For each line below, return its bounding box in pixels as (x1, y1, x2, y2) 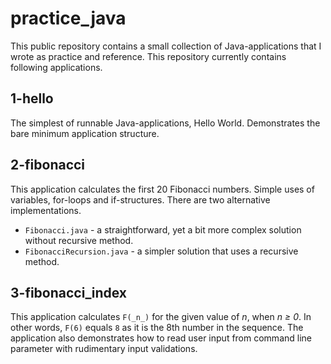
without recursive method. (24, 234, 134, 246)
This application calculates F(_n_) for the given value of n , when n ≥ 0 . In (10, 311, 312, 323)
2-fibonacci (10, 157, 86, 174)
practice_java (10, 7, 127, 30)
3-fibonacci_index (10, 284, 127, 301)
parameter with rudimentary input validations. (10, 343, 198, 355)
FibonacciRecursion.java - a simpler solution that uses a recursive (24, 245, 299, 257)
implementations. (10, 204, 82, 216)
